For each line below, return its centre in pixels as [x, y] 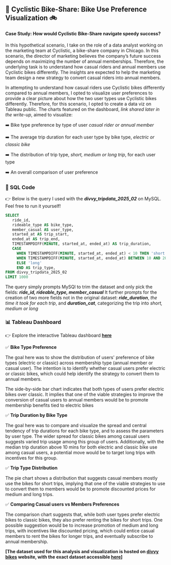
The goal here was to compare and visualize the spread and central [76, 426]
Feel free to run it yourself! [33, 206]
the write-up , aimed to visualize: [39, 114]
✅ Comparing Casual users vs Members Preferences [62, 504]
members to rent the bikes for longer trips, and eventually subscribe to [79, 536]
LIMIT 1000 [17, 277]
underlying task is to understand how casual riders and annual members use [85, 66]
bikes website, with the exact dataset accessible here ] [64, 557]
